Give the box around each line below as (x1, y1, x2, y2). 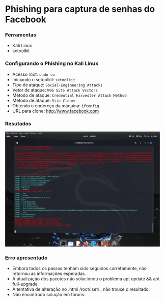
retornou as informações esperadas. (12, 271, 86, 276)
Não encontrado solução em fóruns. (12, 291, 85, 297)
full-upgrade (12, 281, 38, 287)
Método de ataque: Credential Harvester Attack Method (12, 92, 127, 98)
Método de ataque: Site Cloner (12, 97, 77, 103)
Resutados (5, 120, 31, 127)
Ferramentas (5, 31, 37, 38)
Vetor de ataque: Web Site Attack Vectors (12, 87, 98, 93)
